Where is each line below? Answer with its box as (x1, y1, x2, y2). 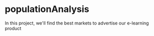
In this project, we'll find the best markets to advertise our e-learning (5, 20, 149, 26)
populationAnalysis (5, 3, 90, 15)
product (5, 25, 21, 31)
